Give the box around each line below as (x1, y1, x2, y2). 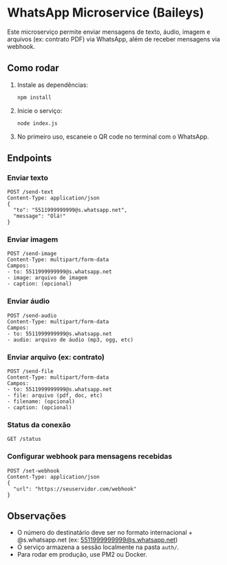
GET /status (7, 436, 41, 443)
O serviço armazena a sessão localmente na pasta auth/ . (17, 543, 180, 551)
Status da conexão (7, 420, 71, 429)
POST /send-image (7, 250, 57, 257)
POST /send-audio (7, 312, 57, 319)
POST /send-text (7, 188, 54, 196)
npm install (17, 94, 52, 101)
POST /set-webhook (7, 467, 60, 474)
